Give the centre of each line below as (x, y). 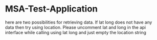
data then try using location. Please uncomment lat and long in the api (76, 27)
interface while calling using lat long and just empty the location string (76, 32)
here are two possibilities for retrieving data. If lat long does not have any (79, 22)
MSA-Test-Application (51, 9)
